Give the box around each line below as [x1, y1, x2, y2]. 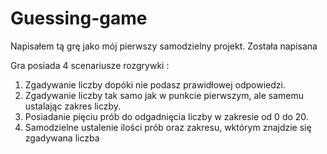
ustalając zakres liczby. [24, 100, 122, 112]
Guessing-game [10, 7, 148, 30]
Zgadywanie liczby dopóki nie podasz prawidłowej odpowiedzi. [24, 78, 286, 91]
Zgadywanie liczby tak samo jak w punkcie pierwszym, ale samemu [24, 89, 305, 101]
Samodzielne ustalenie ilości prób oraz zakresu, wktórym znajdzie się [24, 121, 312, 133]
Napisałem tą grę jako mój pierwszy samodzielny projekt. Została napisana [10, 40, 318, 52]
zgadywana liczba [24, 132, 100, 144]
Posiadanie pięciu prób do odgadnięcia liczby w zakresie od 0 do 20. [24, 110, 309, 122]
